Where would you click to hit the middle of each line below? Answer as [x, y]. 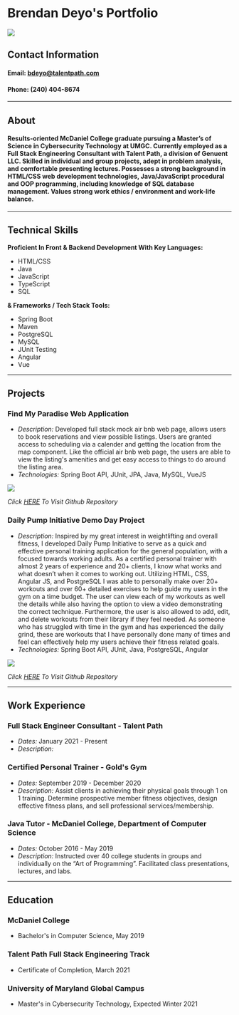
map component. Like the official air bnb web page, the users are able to [124, 452]
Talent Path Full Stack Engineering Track [79, 954]
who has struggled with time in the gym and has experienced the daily [121, 626]
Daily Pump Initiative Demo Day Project [76, 520]
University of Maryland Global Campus [76, 988]
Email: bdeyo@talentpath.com [53, 73]
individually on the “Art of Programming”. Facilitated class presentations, [123, 863]
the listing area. [40, 467]
